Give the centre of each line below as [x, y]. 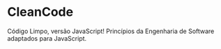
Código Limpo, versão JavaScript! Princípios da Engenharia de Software [111, 31]
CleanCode [40, 12]
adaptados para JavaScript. [47, 38]
